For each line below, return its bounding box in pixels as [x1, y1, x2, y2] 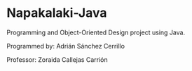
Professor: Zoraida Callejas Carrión [6, 55, 108, 64]
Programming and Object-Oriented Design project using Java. [6, 28, 186, 37]
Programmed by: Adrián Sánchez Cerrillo [6, 41, 125, 50]
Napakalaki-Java [6, 5, 107, 21]
